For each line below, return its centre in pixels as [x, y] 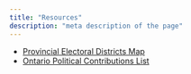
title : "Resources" [46, 17]
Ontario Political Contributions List [86, 61]
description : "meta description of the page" [96, 26]
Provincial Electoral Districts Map [84, 51]
